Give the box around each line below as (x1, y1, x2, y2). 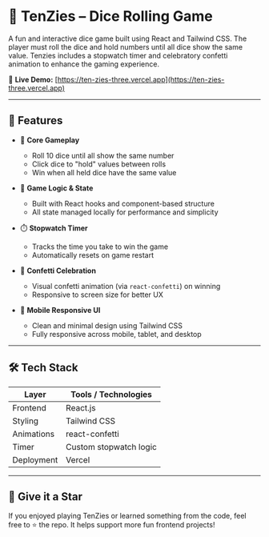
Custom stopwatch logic (65, 441, 158, 452)
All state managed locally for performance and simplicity (31, 207, 219, 217)
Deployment (12, 454, 58, 465)
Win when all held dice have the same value (31, 167, 177, 177)
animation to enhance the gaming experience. (8, 59, 160, 69)
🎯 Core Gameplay (19, 135, 80, 145)
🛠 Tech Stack (8, 361, 78, 375)
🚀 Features (8, 114, 63, 127)
